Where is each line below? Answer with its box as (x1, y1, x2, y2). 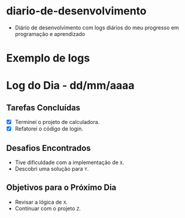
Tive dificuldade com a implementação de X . (14, 159, 125, 166)
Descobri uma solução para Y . (14, 165, 89, 172)
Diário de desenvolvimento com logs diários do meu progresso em (14, 24, 179, 31)
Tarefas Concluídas (6, 102, 81, 113)
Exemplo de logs (6, 52, 90, 65)
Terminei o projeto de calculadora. (14, 119, 100, 126)
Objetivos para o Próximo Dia (6, 183, 117, 193)
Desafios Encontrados (6, 143, 91, 153)
